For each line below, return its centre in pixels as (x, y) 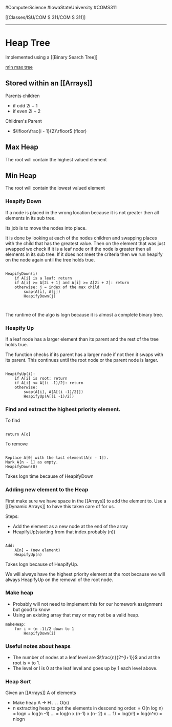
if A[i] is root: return (41, 378)
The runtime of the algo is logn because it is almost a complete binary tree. (84, 314)
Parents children (23, 96)
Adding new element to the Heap (47, 490)
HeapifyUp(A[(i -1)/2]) (49, 396)
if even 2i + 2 (27, 111)
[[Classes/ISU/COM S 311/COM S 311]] (46, 17)
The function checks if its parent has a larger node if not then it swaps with (84, 355)
